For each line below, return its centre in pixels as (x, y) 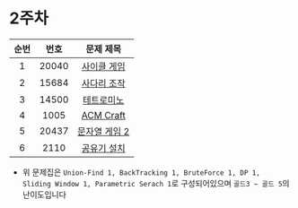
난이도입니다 (44, 195)
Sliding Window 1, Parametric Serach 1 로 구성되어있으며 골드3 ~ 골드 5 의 (156, 183)
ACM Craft (103, 115)
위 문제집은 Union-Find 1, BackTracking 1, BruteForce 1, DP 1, (141, 172)
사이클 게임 (103, 66)
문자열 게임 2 (104, 131)
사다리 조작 (103, 83)
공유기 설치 (103, 148)
